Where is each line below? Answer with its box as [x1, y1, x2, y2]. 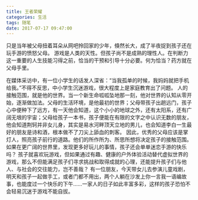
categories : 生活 [6, 14, 47, 20]
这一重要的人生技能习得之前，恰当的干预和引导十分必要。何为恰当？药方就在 [6, 57, 192, 64]
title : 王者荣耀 [6, 8, 42, 15]
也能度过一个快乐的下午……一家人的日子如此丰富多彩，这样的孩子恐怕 [16, 180, 186, 188]
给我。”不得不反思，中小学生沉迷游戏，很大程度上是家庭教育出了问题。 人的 [6, 84, 189, 92]
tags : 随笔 [6, 20, 31, 25]
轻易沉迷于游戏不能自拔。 [11, 188, 74, 195]
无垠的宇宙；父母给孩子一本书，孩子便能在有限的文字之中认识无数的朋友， [11, 114, 192, 121]
